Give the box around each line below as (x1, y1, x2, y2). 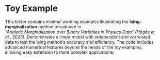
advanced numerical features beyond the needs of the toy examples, (5, 44, 143, 50)
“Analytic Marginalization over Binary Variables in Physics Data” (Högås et (5, 29, 155, 35)
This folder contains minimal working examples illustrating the (5, 19, 128, 24)
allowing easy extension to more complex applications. (5, 49, 115, 55)
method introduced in (38, 24, 81, 29)
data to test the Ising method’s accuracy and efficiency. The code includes (5, 39, 154, 45)
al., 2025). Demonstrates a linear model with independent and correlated (5, 34, 151, 40)
